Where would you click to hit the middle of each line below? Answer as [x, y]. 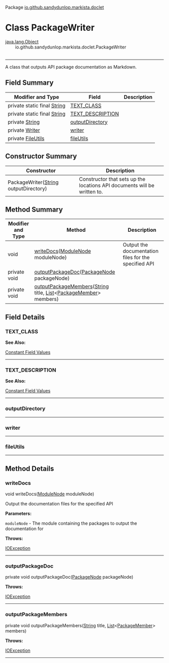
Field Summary [29, 83]
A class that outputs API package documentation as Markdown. [71, 67]
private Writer [24, 130]
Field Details [25, 317]
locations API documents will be [117, 185]
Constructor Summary [41, 156]
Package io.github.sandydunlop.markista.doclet [55, 7]
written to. [91, 191]
